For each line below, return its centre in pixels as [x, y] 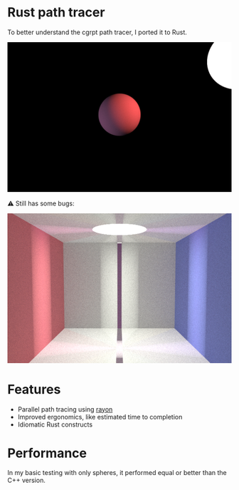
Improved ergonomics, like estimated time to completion [100, 417]
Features [34, 389]
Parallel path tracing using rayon [65, 409]
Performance [47, 453]
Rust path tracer [56, 12]
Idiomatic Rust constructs [55, 424]
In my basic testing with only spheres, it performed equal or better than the [117, 473]
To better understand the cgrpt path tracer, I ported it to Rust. [97, 32]
